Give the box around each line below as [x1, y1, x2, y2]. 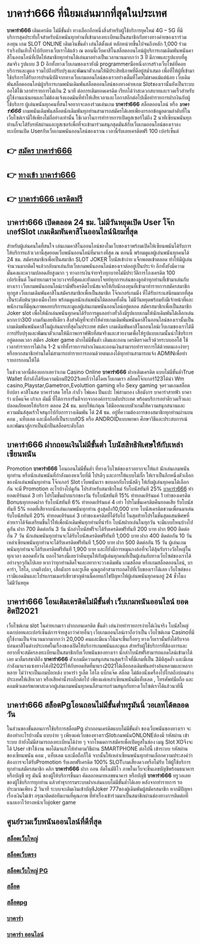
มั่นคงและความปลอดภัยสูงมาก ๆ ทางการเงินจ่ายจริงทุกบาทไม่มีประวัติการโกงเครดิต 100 [7, 269, 176, 276]
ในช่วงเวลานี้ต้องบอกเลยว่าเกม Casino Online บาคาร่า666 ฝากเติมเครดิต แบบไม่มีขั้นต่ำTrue [7, 368, 194, 375]
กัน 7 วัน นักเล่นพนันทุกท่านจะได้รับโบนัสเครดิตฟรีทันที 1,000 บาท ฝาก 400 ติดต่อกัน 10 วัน [7, 532, 192, 539]
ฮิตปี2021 [7, 606, 38, 616]
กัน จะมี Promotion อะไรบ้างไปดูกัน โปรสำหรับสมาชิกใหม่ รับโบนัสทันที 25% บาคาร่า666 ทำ [7, 485, 194, 492]
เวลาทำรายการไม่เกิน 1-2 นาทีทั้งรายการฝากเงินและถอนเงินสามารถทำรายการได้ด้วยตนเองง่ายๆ [7, 343, 189, 350]
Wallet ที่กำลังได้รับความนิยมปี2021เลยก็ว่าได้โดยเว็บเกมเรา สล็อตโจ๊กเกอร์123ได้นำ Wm [7, 375, 185, 382]
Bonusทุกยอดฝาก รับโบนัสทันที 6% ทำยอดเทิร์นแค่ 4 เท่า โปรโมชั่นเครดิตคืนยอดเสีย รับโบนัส [7, 498, 193, 505]
